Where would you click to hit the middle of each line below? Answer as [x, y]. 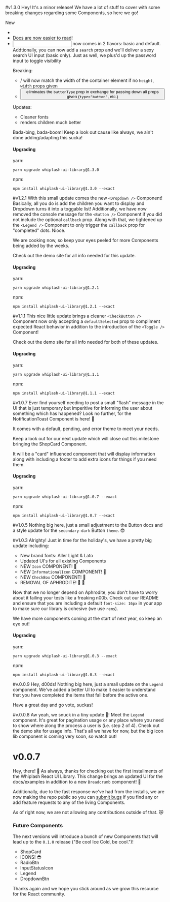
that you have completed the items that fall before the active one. [80, 695]
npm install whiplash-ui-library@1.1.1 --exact [63, 393]
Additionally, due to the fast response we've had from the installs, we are [88, 791]
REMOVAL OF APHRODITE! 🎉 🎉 [52, 582]
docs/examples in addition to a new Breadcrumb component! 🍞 [77, 781]
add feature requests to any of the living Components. [69, 802]
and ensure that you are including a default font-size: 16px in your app [87, 603]
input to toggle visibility [37, 61]
